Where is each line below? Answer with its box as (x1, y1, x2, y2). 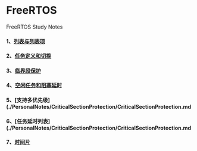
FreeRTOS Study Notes (6, 23, 63, 30)
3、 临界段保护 (6, 67, 42, 74)
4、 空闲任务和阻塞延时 (6, 81, 62, 89)
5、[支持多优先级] (6, 96, 51, 103)
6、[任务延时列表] (6, 117, 51, 125)
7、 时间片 (6, 139, 31, 146)
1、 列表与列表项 (6, 37, 46, 45)
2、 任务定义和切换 (6, 52, 52, 59)
